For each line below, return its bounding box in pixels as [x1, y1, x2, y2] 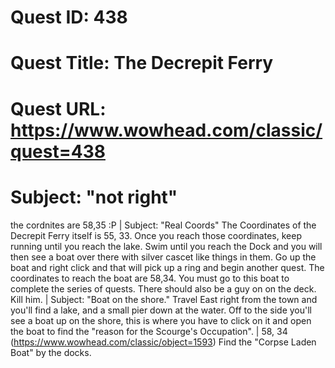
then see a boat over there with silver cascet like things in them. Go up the [10, 251, 317, 263]
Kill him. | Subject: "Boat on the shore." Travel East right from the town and [10, 293, 318, 305]
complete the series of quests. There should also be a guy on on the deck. [10, 282, 317, 295]
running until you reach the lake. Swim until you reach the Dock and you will [10, 240, 323, 252]
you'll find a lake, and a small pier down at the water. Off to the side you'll [10, 304, 312, 316]
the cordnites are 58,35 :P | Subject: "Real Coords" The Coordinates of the [10, 219, 317, 231]
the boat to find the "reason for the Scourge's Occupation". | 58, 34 [10, 325, 288, 337]
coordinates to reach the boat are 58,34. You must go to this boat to [10, 272, 290, 284]
